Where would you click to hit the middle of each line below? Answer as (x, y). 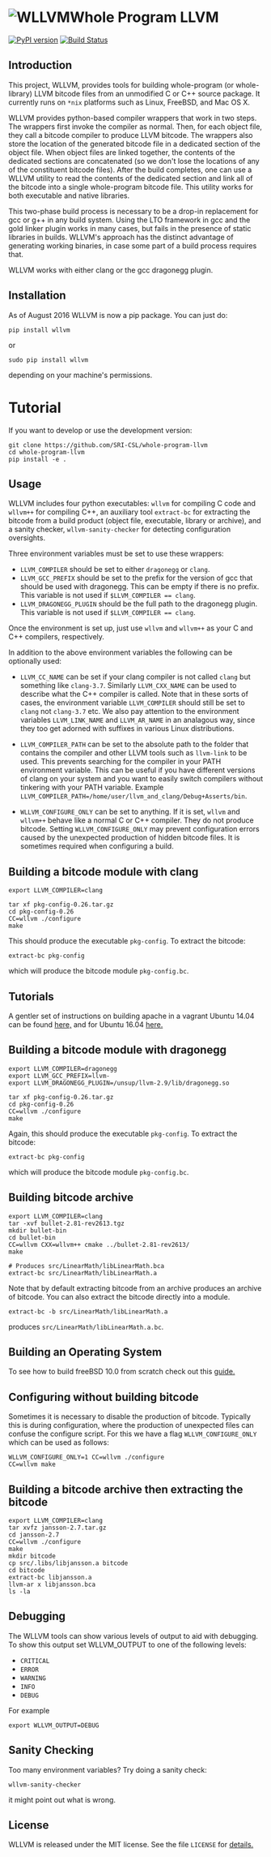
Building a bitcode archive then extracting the (126, 1489)
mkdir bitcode (32, 1556)
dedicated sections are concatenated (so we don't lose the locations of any (134, 161)
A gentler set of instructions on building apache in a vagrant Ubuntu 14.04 (131, 1016)
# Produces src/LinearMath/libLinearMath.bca (86, 1266)
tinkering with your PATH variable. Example (92, 788)
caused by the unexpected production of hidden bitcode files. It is (130, 838)
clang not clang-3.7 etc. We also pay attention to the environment (130, 711)
